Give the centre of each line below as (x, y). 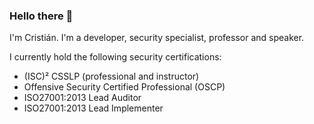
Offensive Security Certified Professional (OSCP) (124, 87)
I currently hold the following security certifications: (115, 57)
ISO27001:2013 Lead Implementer (93, 108)
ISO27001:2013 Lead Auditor (82, 98)
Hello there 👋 (41, 16)
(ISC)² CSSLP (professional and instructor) (111, 76)
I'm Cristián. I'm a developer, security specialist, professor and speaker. (157, 38)
